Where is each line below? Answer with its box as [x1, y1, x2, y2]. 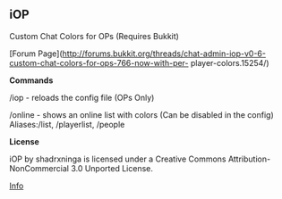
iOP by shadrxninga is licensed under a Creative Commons [9, 153, 226, 164]
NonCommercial [9, 162, 70, 173]
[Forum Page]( [9, 48, 63, 59]
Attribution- [227, 153, 271, 164]
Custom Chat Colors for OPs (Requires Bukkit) [9, 30, 179, 41]
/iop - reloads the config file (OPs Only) [9, 92, 155, 103]
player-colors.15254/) [190, 57, 270, 68]
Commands [9, 75, 54, 86]
